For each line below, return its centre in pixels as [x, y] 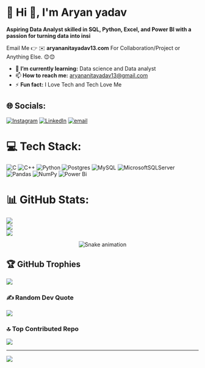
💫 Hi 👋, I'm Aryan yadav [67, 12]
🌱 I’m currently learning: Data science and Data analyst [85, 68]
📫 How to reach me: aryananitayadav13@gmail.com [81, 75]
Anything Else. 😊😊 [31, 57]
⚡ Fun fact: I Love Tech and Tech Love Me [68, 84]
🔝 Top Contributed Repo [43, 328]
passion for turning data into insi [49, 35]
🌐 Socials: [26, 106]
